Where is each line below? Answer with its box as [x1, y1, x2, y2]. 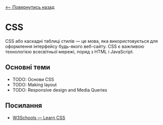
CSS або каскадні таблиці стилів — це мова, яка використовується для [5, 38, 158, 44]
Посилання [5, 102, 43, 110]
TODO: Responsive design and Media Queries [12, 87, 107, 93]
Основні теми [5, 63, 51, 72]
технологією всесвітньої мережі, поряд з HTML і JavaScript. [5, 48, 134, 54]
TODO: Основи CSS [12, 76, 54, 82]
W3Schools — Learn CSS [12, 115, 65, 121]
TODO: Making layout [12, 82, 57, 88]
